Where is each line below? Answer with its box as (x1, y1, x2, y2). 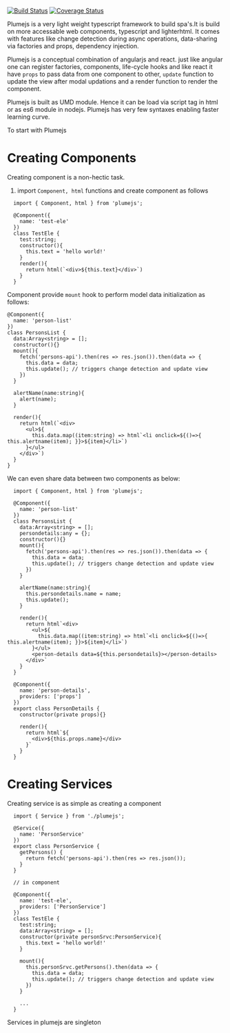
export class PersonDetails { (13, 705, 100, 712)
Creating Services (7, 777, 113, 792)
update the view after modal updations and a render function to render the (7, 77, 218, 86)
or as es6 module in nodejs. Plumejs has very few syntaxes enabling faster (7, 106, 219, 113)
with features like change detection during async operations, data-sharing (7, 35, 218, 43)
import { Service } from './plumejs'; (13, 812, 125, 820)
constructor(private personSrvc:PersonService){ (19, 933, 162, 940)
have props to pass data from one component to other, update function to (7, 70, 214, 78)
